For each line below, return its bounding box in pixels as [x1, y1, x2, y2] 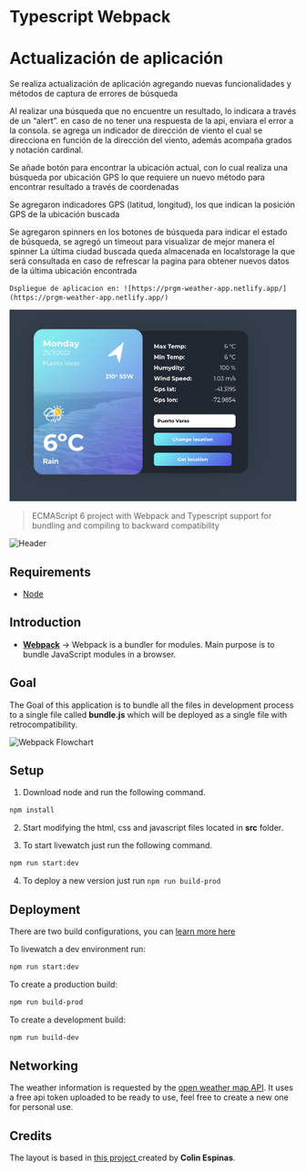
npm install [9, 805, 55, 815]
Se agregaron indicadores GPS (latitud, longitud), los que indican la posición [9, 199, 296, 211]
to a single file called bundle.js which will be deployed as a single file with [9, 709, 288, 720]
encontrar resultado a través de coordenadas [9, 182, 179, 192]
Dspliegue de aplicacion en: [9, 285, 120, 294]
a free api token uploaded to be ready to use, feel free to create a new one [9, 1092, 289, 1103]
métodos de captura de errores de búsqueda [9, 88, 178, 99]
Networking [9, 1058, 79, 1073]
